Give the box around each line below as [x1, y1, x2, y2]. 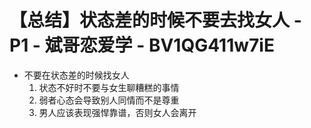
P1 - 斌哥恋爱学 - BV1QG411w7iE [9, 34, 275, 57]
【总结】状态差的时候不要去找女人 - [9, 9, 302, 32]
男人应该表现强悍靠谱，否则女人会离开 [38, 106, 197, 118]
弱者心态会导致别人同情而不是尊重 [38, 94, 180, 106]
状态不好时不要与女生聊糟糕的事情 [38, 81, 180, 93]
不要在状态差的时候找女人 [23, 69, 130, 81]
